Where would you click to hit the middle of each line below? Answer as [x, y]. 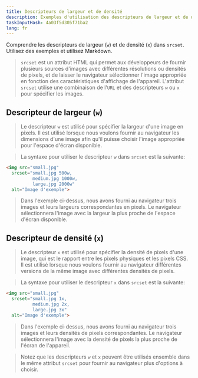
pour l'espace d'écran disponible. [61, 146]
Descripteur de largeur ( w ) [55, 112]
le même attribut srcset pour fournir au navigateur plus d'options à [102, 363]
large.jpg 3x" [49, 310]
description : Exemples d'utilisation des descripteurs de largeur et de [97, 17]
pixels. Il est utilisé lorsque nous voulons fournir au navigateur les [100, 133]
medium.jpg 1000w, [55, 178]
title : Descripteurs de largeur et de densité [64, 11]
